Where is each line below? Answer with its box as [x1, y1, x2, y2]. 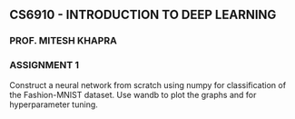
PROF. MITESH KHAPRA [9, 35, 118, 47]
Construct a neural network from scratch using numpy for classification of [9, 79, 287, 90]
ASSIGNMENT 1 [9, 59, 80, 72]
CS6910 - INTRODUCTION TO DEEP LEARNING [9, 7, 277, 23]
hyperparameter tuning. [9, 99, 98, 110]
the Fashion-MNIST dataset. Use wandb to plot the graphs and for [9, 89, 257, 100]
